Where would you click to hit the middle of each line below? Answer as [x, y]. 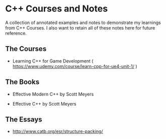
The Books [22, 82]
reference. [16, 33]
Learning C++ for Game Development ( [53, 61]
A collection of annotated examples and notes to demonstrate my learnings [83, 22]
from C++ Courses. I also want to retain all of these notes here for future [80, 27]
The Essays [24, 119]
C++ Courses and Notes [57, 9]
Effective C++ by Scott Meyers [44, 103]
